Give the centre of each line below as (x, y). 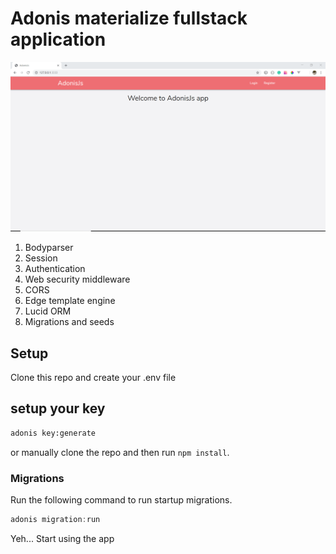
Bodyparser (49, 248)
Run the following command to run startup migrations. (121, 499)
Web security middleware (77, 279)
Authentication (55, 269)
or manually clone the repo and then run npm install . (120, 452)
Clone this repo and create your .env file (93, 377)
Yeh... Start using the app (62, 538)
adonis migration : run (55, 519)
